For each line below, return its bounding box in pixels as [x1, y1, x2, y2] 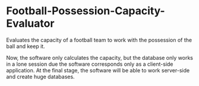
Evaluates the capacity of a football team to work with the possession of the [6, 36, 192, 43]
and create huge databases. [6, 73, 75, 80]
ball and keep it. [6, 43, 46, 50]
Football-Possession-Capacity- [6, 4, 165, 18]
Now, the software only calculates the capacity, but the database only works [6, 54, 193, 61]
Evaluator [6, 17, 55, 30]
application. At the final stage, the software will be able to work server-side [6, 66, 190, 74]
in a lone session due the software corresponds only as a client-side [6, 60, 173, 68]
